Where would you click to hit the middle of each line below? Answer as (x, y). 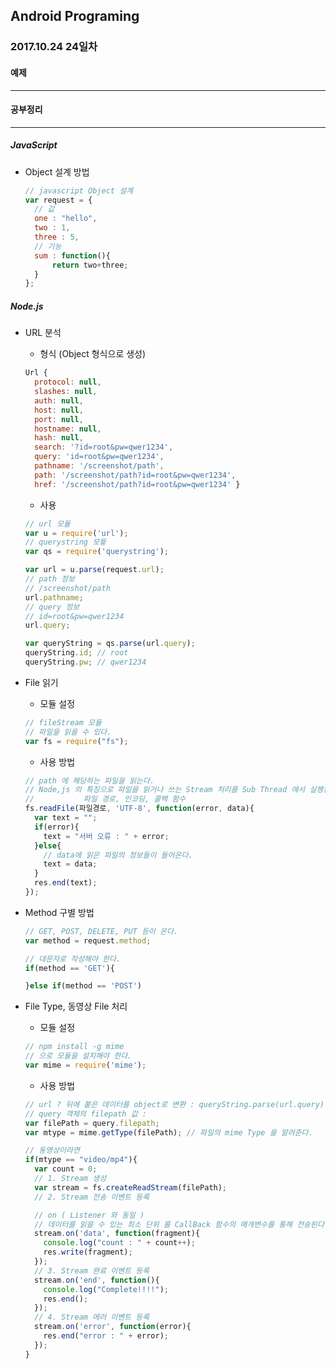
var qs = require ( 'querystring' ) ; (96, 552)
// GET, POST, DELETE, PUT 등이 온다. (101, 931)
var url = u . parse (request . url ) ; (94, 570)
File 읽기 (41, 682)
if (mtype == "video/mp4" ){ (81, 1160)
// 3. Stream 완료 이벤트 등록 (92, 1270)
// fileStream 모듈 (63, 722)
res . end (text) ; (66, 883)
